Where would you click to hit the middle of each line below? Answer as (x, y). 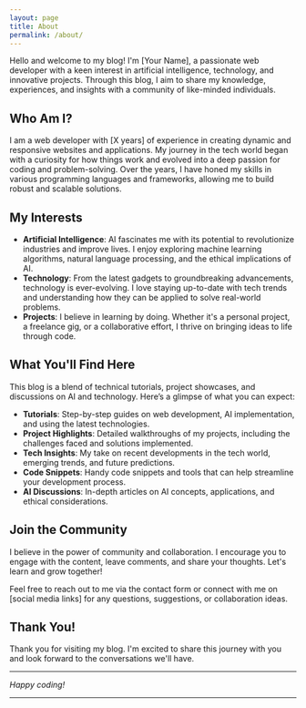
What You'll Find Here (72, 365)
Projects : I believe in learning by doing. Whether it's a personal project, (156, 317)
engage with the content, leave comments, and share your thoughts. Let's (148, 561)
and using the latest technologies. (86, 424)
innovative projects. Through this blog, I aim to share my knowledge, (138, 80)
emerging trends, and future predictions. (99, 462)
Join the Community (68, 530)
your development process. (74, 482)
